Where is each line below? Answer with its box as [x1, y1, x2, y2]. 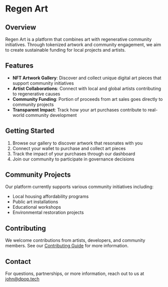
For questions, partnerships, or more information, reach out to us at [5, 270, 144, 276]
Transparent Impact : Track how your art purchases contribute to [12, 106, 147, 113]
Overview [5, 23, 37, 32]
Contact [5, 257, 31, 266]
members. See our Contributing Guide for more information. [5, 243, 129, 249]
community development [25, 112, 77, 118]
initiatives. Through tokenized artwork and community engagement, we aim [5, 42, 161, 48]
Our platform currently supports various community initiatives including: [5, 184, 154, 190]
